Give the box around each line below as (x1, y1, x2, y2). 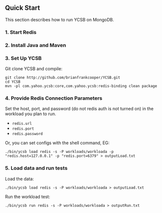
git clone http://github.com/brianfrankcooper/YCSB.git (5, 75, 120, 80)
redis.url (12, 121, 32, 126)
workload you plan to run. (5, 111, 56, 117)
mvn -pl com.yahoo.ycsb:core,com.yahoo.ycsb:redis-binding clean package (5, 83, 158, 89)
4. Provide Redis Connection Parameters (5, 94, 103, 101)
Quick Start (5, 4, 40, 12)
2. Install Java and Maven (5, 42, 66, 48)
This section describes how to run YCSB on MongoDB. (5, 16, 114, 22)
